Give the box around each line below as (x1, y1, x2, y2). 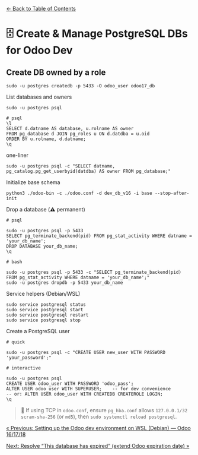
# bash (6, 259, 23, 265)
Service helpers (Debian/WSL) (6, 290, 81, 297)
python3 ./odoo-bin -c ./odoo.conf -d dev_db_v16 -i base (6, 190, 152, 196)
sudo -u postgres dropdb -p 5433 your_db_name (6, 280, 123, 286)
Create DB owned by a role (6, 67, 106, 77)
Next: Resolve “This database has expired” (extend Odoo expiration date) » (6, 443, 190, 449)
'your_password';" (6, 355, 52, 361)
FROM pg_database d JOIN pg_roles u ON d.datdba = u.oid (6, 131, 150, 137)
